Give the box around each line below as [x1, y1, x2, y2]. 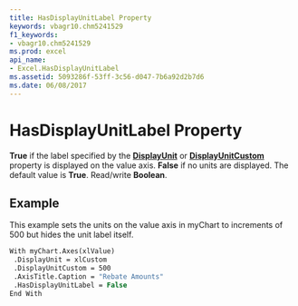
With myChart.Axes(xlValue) [9, 247, 116, 256]
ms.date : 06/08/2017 [9, 81, 88, 90]
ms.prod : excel [9, 47, 67, 56]
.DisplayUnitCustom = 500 [13, 264, 111, 273]
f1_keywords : [9, 30, 59, 39]
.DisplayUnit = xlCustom [13, 255, 107, 264]
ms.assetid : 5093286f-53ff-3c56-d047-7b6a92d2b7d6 [9, 73, 205, 82]
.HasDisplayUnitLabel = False [13, 281, 128, 290]
